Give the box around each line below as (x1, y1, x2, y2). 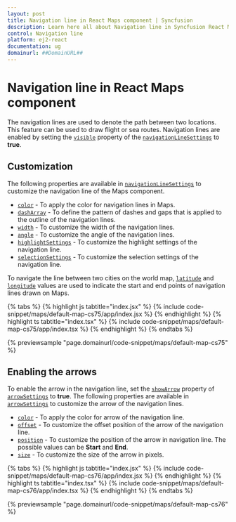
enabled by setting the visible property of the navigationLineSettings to (7, 133, 220, 141)
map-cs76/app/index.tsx (7, 486, 79, 495)
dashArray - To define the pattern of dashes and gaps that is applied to (17, 208, 223, 216)
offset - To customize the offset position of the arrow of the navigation (17, 421, 223, 429)
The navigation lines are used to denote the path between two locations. (7, 117, 216, 126)
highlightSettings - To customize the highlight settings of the (17, 237, 198, 246)
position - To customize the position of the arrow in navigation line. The (17, 436, 226, 444)
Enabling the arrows (7, 366, 97, 378)
